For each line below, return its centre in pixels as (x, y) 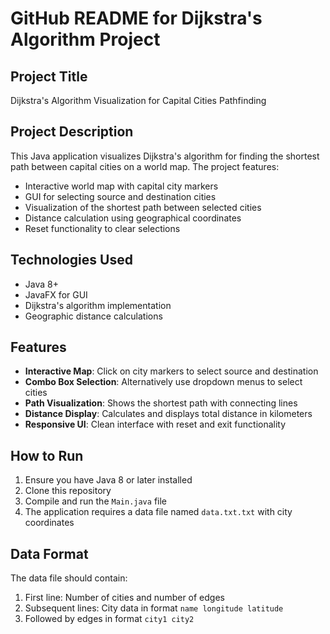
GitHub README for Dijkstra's (136, 18)
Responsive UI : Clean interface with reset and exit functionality (155, 424)
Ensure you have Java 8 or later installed (108, 480)
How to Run (47, 455)
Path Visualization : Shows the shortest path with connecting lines (161, 403)
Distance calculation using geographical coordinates (133, 218)
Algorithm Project (85, 39)
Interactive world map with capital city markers (121, 186)
